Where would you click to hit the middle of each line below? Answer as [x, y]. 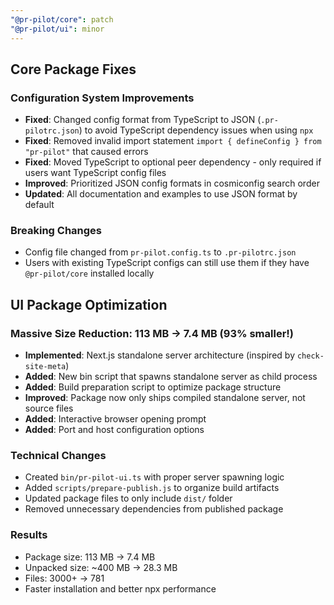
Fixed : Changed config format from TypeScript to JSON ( [143, 120]
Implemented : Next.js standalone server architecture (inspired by [159, 355]
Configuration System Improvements [102, 98]
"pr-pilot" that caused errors [86, 152]
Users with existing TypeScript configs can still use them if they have [167, 263]
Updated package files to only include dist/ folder [128, 498]
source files [49, 408]
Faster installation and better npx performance [120, 588]
